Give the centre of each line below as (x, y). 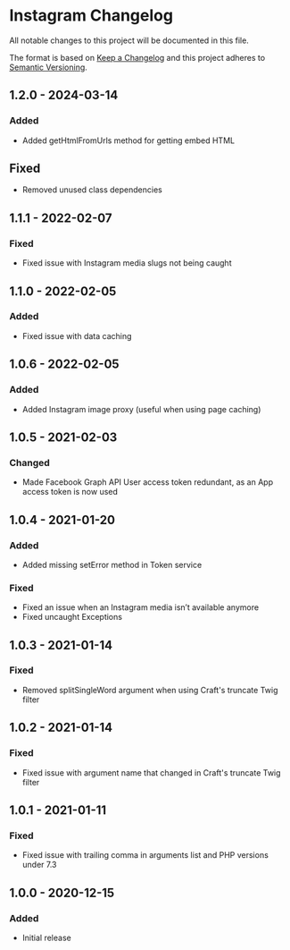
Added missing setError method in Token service (112, 564)
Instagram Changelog (91, 16)
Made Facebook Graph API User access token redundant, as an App (148, 482)
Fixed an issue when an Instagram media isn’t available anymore (141, 607)
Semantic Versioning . (48, 67)
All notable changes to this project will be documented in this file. (129, 40)
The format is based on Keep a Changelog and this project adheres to (137, 57)
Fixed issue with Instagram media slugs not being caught (127, 263)
